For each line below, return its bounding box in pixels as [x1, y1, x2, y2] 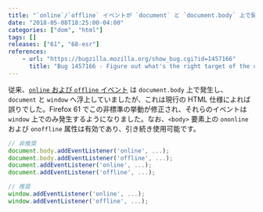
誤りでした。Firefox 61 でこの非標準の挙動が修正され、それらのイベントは [8, 104, 247, 113]
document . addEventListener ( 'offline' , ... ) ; [8, 169, 156, 177]
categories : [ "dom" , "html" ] [8, 26, 103, 34]
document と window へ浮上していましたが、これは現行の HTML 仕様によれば [8, 95, 251, 104]
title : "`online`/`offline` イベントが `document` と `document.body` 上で [8, 11, 252, 20]
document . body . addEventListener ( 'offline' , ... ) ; [8, 154, 174, 162]
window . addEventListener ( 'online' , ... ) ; [8, 190, 146, 198]
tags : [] [8, 33, 37, 41]
